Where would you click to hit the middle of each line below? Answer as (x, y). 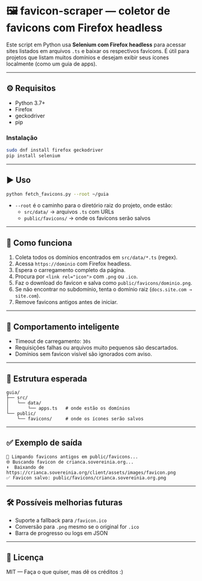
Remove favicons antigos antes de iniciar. (66, 302)
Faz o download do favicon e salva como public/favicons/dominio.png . (103, 283)
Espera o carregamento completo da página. (70, 270)
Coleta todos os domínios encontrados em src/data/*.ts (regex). (96, 257)
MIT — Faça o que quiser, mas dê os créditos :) (65, 572)
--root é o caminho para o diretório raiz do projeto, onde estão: (94, 205)
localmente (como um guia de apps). (52, 64)
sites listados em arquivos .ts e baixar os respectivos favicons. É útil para (98, 51)
